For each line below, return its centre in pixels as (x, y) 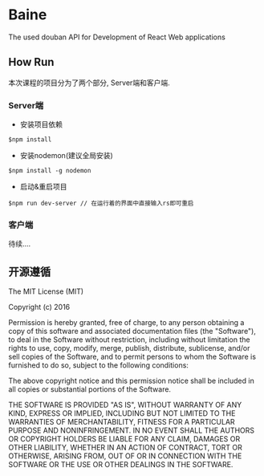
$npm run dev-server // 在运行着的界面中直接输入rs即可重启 (101, 203)
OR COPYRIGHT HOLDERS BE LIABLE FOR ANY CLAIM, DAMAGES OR (124, 439)
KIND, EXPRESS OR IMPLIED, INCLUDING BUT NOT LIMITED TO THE (122, 413)
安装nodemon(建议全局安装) (67, 156)
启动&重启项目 (43, 187)
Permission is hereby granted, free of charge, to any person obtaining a (126, 323)
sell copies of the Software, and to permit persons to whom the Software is (132, 357)
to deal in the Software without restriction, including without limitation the (129, 340)
